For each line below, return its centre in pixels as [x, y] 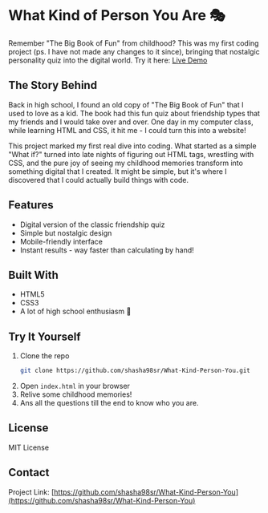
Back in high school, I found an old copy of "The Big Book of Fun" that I [126, 104]
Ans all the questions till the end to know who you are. [109, 403]
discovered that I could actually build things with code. [99, 180]
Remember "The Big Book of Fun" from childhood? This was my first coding [134, 43]
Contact [29, 473]
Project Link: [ [31, 492]
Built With [33, 275]
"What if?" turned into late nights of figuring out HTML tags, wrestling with [131, 154]
